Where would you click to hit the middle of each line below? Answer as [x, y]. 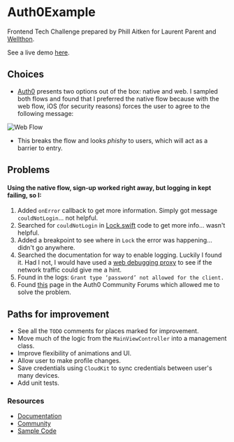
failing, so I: [24, 195]
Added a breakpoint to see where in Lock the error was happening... [115, 240]
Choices [25, 74]
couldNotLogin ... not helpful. [58, 218]
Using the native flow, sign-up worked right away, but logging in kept [109, 187]
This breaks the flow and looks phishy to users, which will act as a [112, 140]
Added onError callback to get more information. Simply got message [117, 211]
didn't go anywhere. [46, 248]
